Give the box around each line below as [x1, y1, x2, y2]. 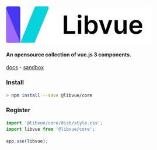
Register [6, 106, 31, 114]
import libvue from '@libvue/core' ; [6, 126, 95, 132]
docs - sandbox [6, 64, 44, 71]
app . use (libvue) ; [6, 138, 48, 144]
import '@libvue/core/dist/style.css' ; [6, 120, 103, 126]
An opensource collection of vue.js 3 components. [6, 51, 132, 58]
